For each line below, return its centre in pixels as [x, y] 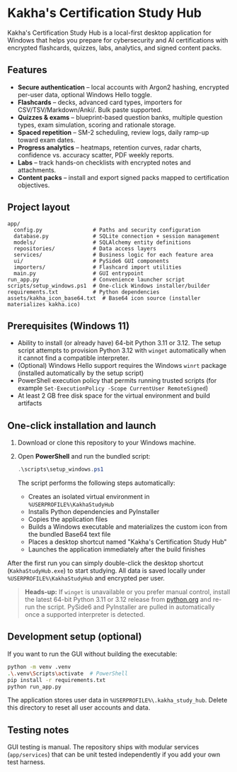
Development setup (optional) [75, 637]
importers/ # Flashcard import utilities [98, 267]
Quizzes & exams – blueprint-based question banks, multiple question [120, 117]
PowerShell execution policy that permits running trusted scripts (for [117, 381]
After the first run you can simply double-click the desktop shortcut [105, 563]
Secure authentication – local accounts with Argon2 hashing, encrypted [123, 87]
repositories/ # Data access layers [85, 248]
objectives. [34, 185]
